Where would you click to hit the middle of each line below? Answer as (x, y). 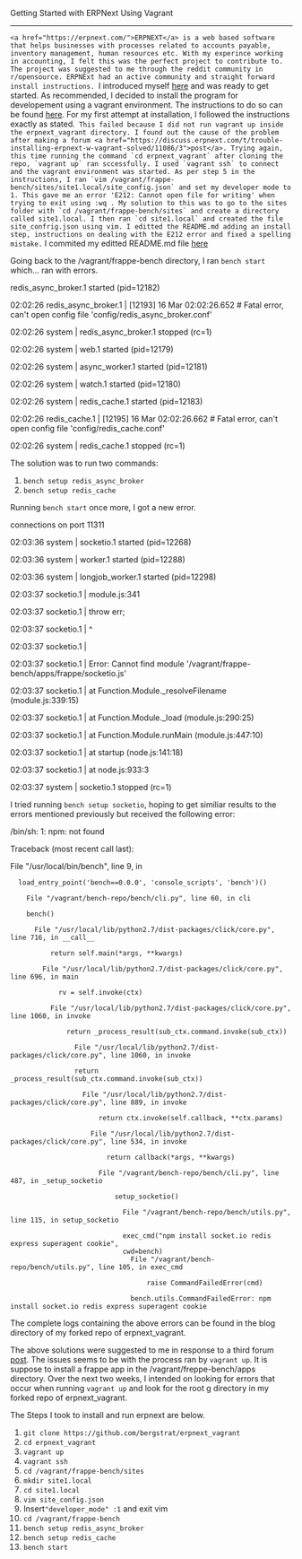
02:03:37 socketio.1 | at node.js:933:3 (80, 770)
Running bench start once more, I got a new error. (103, 507)
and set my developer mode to (235, 187)
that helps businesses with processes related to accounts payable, (141, 46)
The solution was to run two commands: (84, 463)
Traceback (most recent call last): (72, 849)
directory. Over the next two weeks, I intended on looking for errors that (143, 1379)
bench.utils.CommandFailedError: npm (201, 1299)
